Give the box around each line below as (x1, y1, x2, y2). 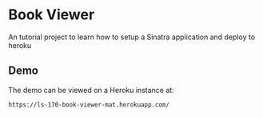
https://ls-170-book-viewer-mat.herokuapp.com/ (8, 100, 170, 109)
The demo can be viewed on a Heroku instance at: (8, 85, 174, 95)
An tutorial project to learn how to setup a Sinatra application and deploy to (8, 32, 256, 42)
